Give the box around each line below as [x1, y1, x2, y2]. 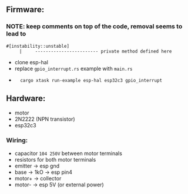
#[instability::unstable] [6, 43, 69, 49]
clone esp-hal [14, 58, 49, 65]
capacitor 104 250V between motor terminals [14, 150, 122, 157]
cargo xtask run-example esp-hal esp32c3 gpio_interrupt [20, 77, 163, 83]
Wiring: [6, 136, 28, 144]
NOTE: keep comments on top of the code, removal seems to [6, 22, 183, 31]
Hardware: [6, 94, 46, 104]
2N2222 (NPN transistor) [14, 115, 75, 123]
